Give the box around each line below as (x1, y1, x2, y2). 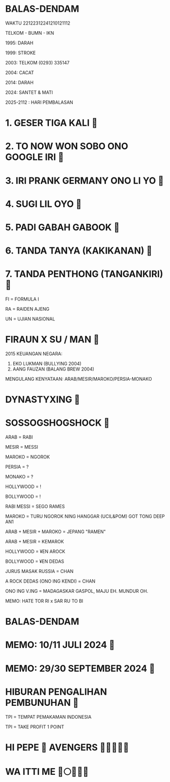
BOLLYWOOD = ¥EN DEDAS (5, 558, 65, 565)
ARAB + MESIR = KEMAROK (5, 539, 64, 545)
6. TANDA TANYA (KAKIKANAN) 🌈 (5, 245, 153, 257)
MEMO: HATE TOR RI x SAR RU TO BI (5, 598, 83, 604)
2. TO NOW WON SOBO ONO (5, 141, 128, 152)
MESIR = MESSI (5, 444, 38, 450)
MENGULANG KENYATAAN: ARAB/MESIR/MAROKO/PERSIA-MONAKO (5, 376, 152, 382)
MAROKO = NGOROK (5, 454, 50, 460)
